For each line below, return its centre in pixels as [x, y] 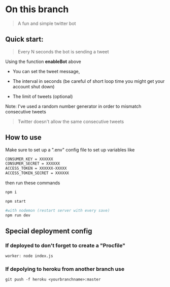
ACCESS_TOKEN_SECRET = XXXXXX [37, 173]
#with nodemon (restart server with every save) [58, 210]
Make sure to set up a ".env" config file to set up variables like [70, 150]
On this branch [37, 9]
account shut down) [33, 86]
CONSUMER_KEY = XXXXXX [29, 159]
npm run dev [18, 215]
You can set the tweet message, [46, 71]
